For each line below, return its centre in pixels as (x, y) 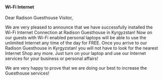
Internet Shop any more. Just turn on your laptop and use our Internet (76, 53)
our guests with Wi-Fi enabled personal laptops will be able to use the (76, 38)
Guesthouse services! (27, 73)
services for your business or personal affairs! (52, 58)
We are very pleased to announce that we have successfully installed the (79, 27)
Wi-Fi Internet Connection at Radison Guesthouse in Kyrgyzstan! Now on (79, 32)
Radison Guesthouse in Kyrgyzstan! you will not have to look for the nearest (81, 48)
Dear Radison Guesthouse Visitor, (39, 18)
